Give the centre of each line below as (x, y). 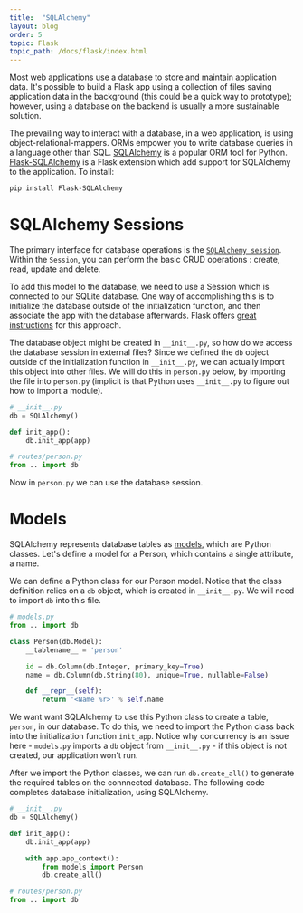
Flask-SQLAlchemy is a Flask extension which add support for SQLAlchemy (150, 162)
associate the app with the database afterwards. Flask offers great (133, 315)
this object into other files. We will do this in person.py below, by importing (148, 371)
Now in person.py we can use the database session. (106, 483)
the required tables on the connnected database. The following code (137, 783)
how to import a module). (57, 390)
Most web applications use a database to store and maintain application (143, 77)
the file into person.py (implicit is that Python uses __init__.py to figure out (149, 380)
